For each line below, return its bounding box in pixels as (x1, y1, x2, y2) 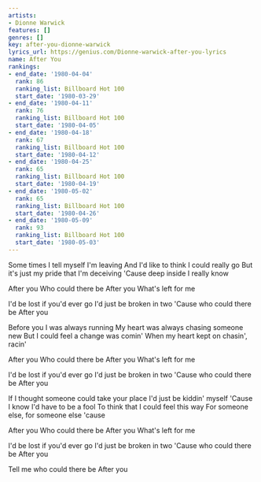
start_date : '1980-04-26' (15, 209, 101, 217)
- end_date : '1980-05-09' (8, 217, 93, 224)
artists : (8, 11, 37, 20)
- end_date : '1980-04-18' (8, 128, 93, 136)
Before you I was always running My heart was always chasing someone (8, 322, 244, 332)
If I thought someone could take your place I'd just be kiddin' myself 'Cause (8, 393, 253, 402)
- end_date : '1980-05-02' (8, 187, 93, 195)
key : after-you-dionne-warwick (8, 41, 111, 49)
